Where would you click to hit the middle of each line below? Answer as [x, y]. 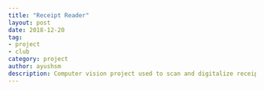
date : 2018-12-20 [37, 30]
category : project [38, 59]
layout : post [29, 23]
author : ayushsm [35, 67]
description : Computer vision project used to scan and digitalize [121, 74]
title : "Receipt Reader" [49, 15]
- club [19, 52]
